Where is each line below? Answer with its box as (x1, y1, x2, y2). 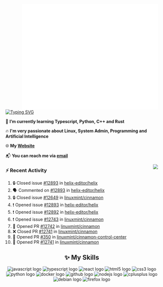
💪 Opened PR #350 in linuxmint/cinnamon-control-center (12, 234, 127, 240)
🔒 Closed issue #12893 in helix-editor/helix (12, 180, 98, 186)
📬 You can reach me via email (5, 153, 68, 159)
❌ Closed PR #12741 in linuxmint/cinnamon (12, 229, 98, 235)
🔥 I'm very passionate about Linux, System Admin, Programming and (5, 128, 147, 134)
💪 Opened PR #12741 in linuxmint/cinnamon (12, 239, 99, 245)
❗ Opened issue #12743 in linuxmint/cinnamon (12, 217, 104, 223)
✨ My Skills (64, 253, 100, 261)
